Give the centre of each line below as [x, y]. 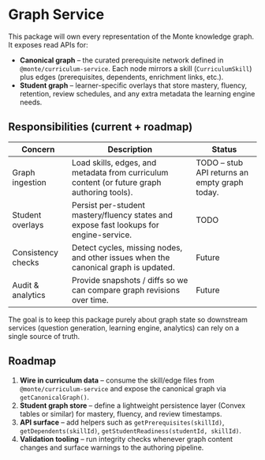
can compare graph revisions [126, 290]
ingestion [30, 182]
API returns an [222, 172]
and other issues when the [121, 257]
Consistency [35, 252]
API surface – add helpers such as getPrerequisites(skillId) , [122, 422]
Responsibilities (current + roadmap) [101, 127]
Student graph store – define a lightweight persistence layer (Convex [132, 405]
